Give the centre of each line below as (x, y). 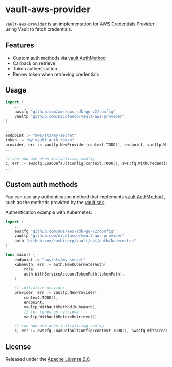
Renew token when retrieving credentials (56, 74)
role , (30, 269)
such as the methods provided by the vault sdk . (56, 202)
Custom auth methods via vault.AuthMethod (59, 58)
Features (20, 45)
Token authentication (35, 68)
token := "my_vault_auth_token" (40, 140)
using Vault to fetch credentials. (39, 29)
